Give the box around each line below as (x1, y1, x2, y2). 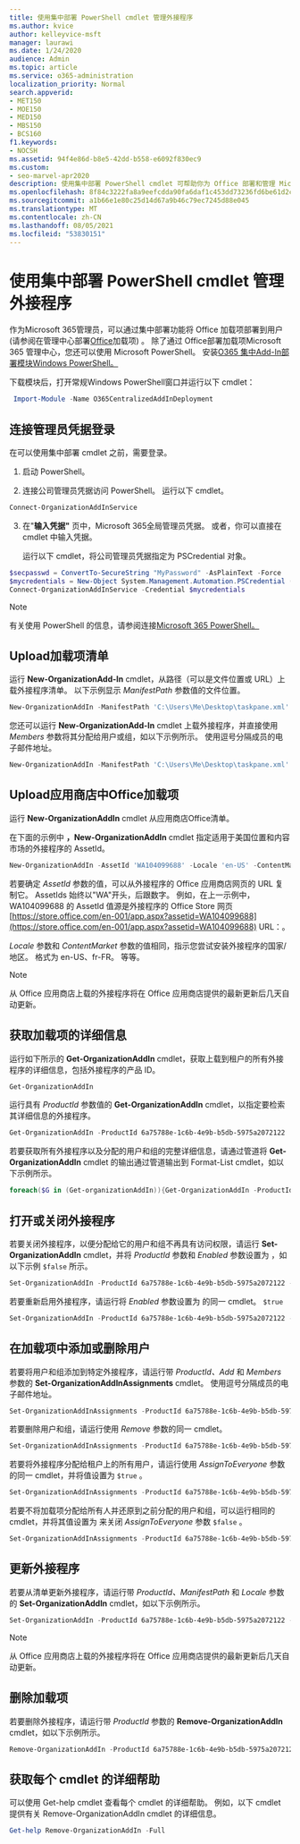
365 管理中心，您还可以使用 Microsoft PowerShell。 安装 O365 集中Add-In (9, 346, 282, 358)
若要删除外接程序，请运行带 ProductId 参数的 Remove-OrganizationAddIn (9, 1715, 283, 1727)
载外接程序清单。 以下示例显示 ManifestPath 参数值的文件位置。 (9, 685, 246, 696)
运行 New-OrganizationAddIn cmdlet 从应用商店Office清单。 (9, 812, 235, 823)
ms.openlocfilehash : (9, 188, 87, 197)
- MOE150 (9, 105, 42, 114)
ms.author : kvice (9, 21, 74, 30)
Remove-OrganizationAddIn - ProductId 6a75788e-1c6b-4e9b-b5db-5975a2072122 (9, 1745, 297, 1754)
